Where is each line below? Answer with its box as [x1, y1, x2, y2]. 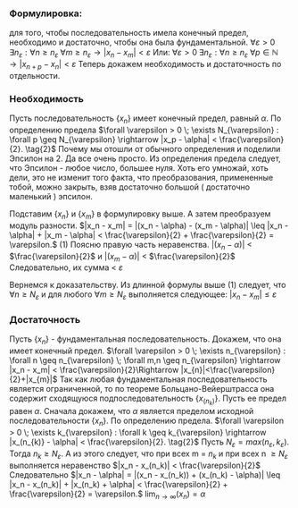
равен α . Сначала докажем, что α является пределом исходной [9, 406, 254, 417]
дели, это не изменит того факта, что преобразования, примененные [9, 172, 274, 182]
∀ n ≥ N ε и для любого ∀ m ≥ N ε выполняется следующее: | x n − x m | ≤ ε [9, 289, 277, 302]
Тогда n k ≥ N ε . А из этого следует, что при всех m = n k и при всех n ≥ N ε [9, 448, 288, 461]
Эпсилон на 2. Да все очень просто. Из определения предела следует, [9, 153, 281, 164]
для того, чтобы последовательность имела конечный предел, [9, 28, 249, 38]
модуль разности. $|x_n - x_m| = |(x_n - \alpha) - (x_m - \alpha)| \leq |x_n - [9, 220, 288, 231]
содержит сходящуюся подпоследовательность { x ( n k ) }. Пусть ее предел [9, 393, 287, 407]
